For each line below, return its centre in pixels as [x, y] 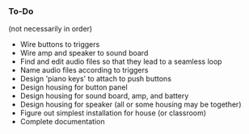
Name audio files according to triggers [84, 70]
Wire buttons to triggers [60, 44]
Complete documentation [62, 122]
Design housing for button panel [74, 87]
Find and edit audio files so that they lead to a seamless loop [121, 61]
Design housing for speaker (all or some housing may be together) [131, 105]
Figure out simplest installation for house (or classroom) [113, 113]
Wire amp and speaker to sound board [84, 53]
